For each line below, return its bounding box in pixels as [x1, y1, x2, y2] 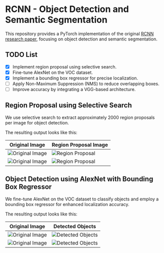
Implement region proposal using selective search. [12, 63, 116, 69]
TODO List [5, 50, 37, 59]
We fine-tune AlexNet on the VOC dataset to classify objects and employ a [5, 196, 159, 202]
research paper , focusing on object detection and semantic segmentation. [5, 36, 157, 42]
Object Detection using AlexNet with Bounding [5, 175, 153, 183]
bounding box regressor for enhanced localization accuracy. [5, 201, 129, 207]
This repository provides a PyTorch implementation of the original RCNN [5, 30, 154, 36]
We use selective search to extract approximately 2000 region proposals [5, 114, 155, 120]
